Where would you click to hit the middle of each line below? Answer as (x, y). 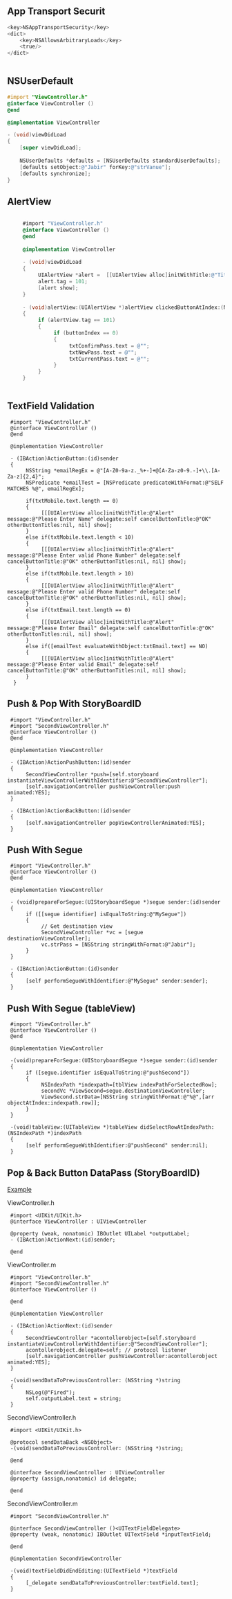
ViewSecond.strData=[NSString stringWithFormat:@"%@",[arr (128, 1097)
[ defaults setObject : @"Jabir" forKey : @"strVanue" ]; (95, 167)
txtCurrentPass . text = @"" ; (109, 359)
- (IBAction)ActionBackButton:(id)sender (70, 811)
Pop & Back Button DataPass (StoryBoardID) (104, 1173)
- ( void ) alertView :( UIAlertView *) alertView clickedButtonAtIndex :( (123, 307)
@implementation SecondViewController (66, 1559)
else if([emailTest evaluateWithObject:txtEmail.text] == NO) (117, 646)
